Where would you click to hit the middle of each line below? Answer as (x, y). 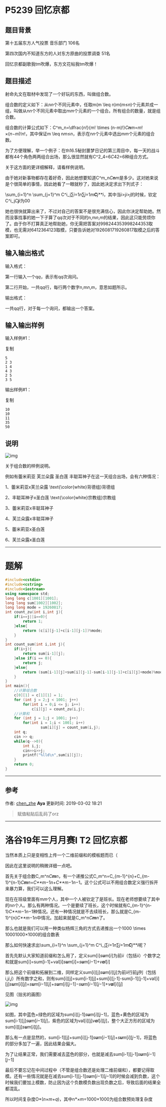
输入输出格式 (25, 253)
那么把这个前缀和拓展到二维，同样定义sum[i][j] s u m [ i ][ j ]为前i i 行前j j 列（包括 (81, 972)
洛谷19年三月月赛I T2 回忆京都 (66, 840)
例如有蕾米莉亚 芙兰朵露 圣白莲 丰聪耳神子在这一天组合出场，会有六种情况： (83, 476)
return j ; (33, 663)
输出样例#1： (18, 390)
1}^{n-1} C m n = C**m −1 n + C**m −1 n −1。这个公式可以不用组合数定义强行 (77, 882)
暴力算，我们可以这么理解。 (37, 888)
